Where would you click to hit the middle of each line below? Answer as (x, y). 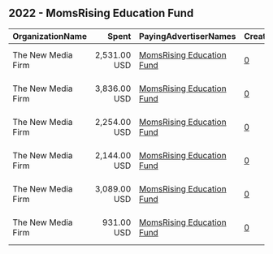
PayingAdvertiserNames (188, 36)
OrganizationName (50, 36)
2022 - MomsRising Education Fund (101, 13)
